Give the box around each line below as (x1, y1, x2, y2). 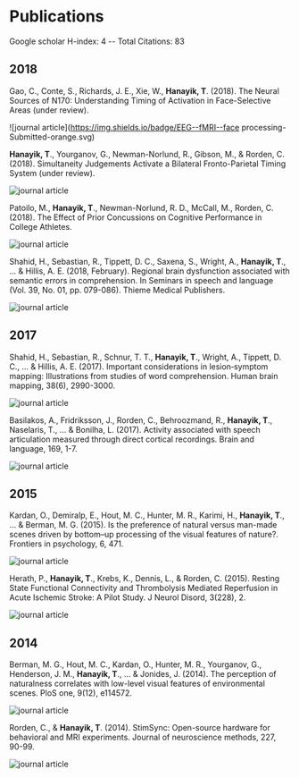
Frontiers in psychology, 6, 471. (9, 538, 124, 549)
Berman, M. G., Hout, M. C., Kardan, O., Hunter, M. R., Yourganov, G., (9, 659, 262, 670)
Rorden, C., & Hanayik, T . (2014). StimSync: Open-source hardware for (9, 723, 270, 733)
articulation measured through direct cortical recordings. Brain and (9, 434, 254, 444)
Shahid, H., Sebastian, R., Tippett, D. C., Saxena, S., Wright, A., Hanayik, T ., (9, 256, 287, 266)
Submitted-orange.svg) (9, 131, 96, 142)
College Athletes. (9, 221, 73, 232)
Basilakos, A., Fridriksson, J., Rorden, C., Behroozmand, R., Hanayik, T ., (9, 414, 273, 426)
